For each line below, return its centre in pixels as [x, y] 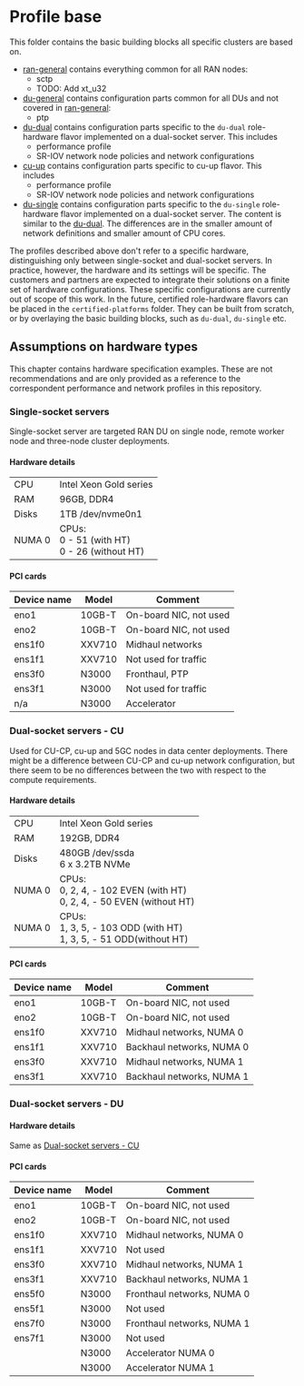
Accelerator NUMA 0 [170, 1353]
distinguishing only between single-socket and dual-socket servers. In [141, 260]
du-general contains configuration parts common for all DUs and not [151, 98]
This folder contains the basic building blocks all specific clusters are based [151, 42]
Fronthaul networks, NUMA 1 [188, 1323]
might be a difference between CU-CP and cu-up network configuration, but [152, 760]
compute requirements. [53, 779]
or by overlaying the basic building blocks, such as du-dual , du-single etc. [148, 318]
